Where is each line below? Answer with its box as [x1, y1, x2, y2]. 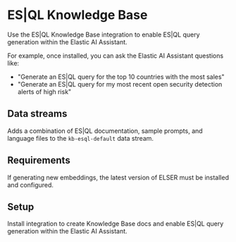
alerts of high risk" [17, 87, 72, 96]
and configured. [7, 180, 54, 189]
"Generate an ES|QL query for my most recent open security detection [17, 79, 223, 88]
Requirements [7, 155, 70, 167]
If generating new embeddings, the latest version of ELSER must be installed [7, 173, 229, 181]
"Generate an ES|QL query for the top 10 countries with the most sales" [17, 72, 225, 81]
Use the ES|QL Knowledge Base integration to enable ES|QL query [7, 30, 200, 39]
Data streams [7, 108, 68, 120]
